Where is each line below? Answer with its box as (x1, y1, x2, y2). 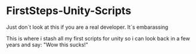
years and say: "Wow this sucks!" (6, 41, 88, 48)
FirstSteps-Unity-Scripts (6, 4, 132, 18)
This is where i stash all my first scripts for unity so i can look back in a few (6, 35, 191, 42)
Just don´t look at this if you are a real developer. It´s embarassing (6, 23, 169, 31)
